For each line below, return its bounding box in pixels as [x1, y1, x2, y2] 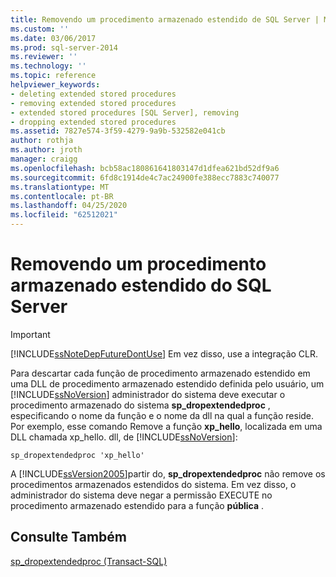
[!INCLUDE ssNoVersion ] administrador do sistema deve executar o [10, 388, 286, 400]
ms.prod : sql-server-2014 [10, 42, 118, 53]
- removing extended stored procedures [10, 98, 177, 108]
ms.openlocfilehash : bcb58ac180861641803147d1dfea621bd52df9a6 [10, 163, 280, 173]
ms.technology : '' [10, 61, 87, 71]
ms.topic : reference [10, 71, 97, 81]
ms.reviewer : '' [10, 52, 78, 62]
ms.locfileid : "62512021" [10, 210, 118, 220]
